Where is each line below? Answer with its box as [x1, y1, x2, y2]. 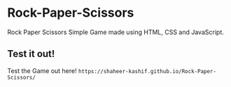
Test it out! [7, 48, 55, 60]
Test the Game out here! [7, 66, 77, 74]
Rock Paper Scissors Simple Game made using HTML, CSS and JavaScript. [7, 28, 224, 36]
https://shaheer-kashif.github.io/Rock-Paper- [78, 68, 217, 74]
